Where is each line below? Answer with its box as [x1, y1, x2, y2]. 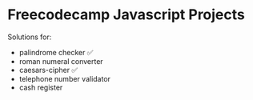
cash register [18, 82, 63, 92]
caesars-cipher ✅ [18, 65, 78, 74]
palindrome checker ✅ [18, 47, 94, 57]
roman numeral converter [18, 56, 103, 66]
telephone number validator [18, 74, 111, 83]
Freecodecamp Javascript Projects [7, 6, 246, 24]
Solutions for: [7, 32, 52, 42]
